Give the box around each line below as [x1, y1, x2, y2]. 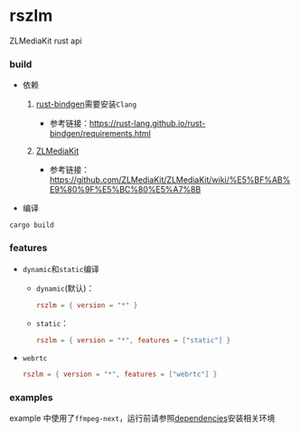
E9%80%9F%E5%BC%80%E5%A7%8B [49, 184, 202, 195]
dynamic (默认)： [35, 282, 95, 294]
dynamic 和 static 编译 [22, 263, 99, 274]
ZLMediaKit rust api [9, 35, 83, 46]
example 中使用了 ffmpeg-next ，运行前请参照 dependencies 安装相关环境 [9, 413, 276, 424]
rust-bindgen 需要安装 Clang [35, 99, 137, 109]
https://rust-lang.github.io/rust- [89, 118, 206, 129]
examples [9, 391, 53, 404]
